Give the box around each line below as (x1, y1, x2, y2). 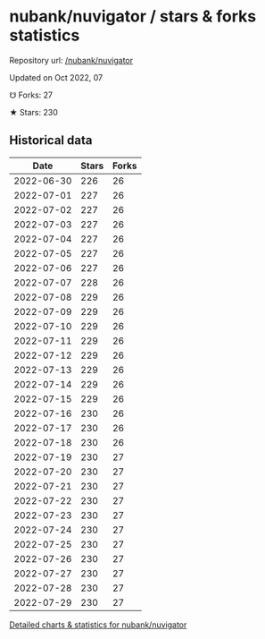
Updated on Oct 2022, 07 (9, 72, 104, 82)
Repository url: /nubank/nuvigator (9, 55, 134, 65)
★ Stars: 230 (9, 106, 58, 117)
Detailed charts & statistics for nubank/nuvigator (9, 619, 187, 630)
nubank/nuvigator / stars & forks (9, 6, 257, 27)
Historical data (9, 132, 93, 149)
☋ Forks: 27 (9, 89, 54, 100)
